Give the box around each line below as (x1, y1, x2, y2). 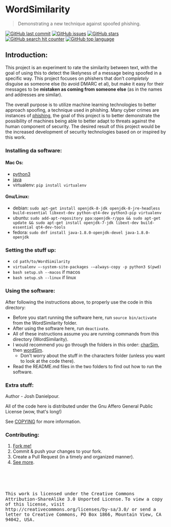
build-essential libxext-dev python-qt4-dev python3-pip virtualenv (12, 210, 162, 216)
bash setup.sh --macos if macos (12, 269, 81, 275)
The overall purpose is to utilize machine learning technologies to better (5, 101, 157, 108)
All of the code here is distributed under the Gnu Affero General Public (5, 403, 153, 409)
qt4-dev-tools (35, 225, 66, 230)
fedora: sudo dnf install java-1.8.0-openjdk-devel (12, 229, 124, 236)
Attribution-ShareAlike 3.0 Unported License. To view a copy (5, 496, 163, 502)
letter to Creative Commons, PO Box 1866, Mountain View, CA (5, 512, 162, 518)
